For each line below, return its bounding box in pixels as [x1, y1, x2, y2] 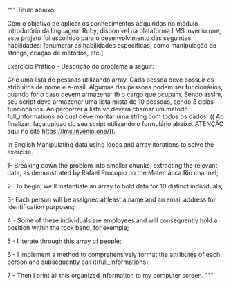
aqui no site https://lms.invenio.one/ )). [7, 127, 115, 135]
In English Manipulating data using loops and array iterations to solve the [7, 141, 214, 148]
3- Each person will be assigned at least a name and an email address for [7, 195, 216, 204]
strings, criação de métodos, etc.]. [7, 48, 106, 57]
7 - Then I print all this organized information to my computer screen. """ [7, 271, 214, 279]
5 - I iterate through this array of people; [7, 237, 122, 245]
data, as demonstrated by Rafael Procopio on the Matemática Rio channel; [7, 169, 219, 177]
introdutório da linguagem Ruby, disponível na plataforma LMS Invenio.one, [7, 27, 221, 35]
